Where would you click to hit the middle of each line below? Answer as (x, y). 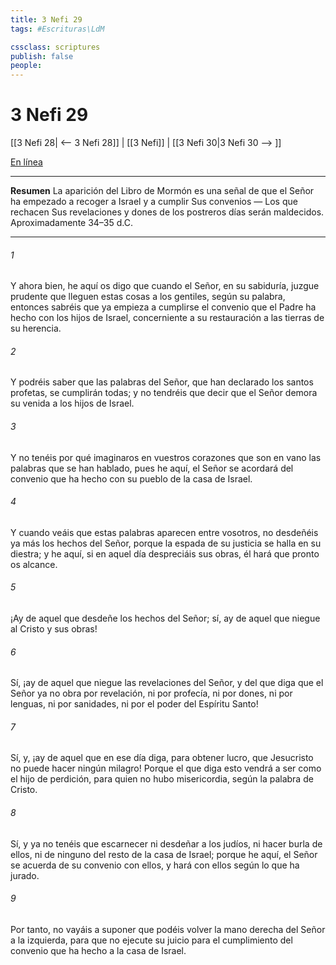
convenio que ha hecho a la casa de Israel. (98, 950)
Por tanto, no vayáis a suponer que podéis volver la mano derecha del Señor (168, 929)
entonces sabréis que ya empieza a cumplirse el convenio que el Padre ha (163, 307)
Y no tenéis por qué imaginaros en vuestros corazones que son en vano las (166, 457)
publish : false (42, 56)
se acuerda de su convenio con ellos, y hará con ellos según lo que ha (155, 865)
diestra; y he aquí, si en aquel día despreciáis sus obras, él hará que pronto (165, 553)
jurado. (25, 875)
